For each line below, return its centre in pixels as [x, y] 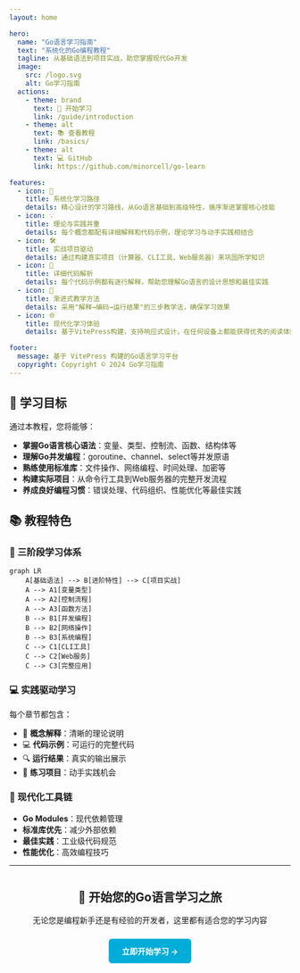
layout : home [33, 17]
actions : [33, 91]
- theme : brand [54, 100]
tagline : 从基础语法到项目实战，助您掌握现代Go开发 [103, 59]
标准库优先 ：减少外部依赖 [69, 829]
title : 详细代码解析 [59, 274]
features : [28, 183]
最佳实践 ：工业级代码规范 [69, 841]
